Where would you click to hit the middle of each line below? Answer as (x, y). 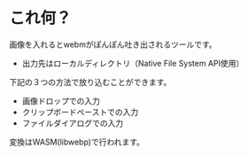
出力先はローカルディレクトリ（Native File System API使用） (133, 63)
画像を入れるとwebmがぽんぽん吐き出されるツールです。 (113, 44)
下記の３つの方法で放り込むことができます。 (90, 82)
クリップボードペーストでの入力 (80, 112)
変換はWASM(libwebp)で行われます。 (77, 142)
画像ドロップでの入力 (61, 101)
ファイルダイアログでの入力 (73, 123)
